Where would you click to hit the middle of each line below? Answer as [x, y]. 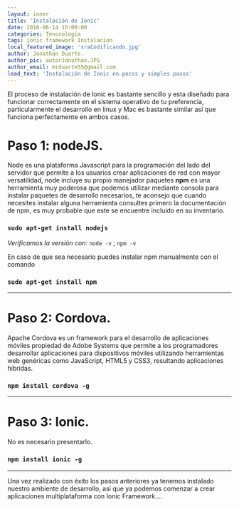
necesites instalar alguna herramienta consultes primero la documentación [117, 203]
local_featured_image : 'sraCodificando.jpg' [74, 47]
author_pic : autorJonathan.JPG [54, 61]
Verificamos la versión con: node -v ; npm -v [72, 242]
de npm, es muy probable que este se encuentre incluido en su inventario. [116, 210]
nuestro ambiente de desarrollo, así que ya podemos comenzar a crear [111, 488]
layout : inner [28, 14]
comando [21, 264]
